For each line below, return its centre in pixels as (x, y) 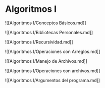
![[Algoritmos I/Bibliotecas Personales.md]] (49, 32)
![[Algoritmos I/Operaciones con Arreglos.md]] (53, 51)
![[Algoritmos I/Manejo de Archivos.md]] (46, 61)
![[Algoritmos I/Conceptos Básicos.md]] (46, 23)
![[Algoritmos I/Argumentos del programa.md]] (52, 80)
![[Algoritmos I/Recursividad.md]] (39, 42)
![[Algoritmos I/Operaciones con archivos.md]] (53, 71)
